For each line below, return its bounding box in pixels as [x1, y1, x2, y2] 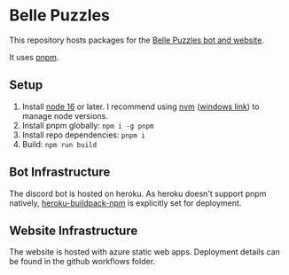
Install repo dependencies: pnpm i [21, 130, 146, 140]
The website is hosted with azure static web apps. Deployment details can [9, 247, 281, 257]
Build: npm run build [21, 138, 98, 149]
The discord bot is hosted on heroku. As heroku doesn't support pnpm [9, 188, 267, 199]
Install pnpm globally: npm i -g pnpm [21, 120, 154, 130]
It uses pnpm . [9, 51, 59, 62]
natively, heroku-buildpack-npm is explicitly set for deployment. [9, 197, 242, 208]
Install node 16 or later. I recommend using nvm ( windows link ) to [21, 101, 260, 112]
